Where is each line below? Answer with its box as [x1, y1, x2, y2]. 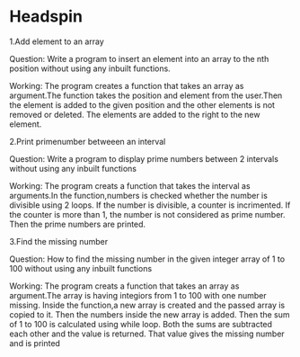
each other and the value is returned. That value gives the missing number [9, 328, 285, 339]
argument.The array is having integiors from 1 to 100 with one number [9, 290, 267, 300]
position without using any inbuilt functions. [9, 63, 171, 74]
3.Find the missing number [9, 236, 109, 246]
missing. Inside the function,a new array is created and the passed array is [9, 299, 286, 310]
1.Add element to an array [9, 36, 105, 47]
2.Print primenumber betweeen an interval [9, 136, 166, 147]
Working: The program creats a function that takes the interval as [9, 180, 251, 191]
